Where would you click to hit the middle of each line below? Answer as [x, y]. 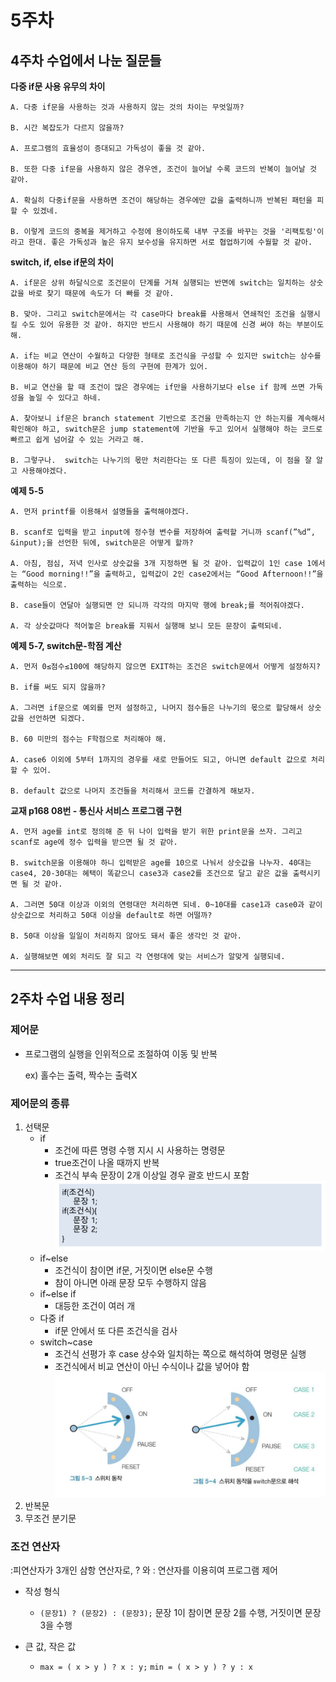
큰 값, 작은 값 [50, 1647]
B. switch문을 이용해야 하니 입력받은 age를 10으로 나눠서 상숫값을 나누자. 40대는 [161, 863]
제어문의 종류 [40, 1103]
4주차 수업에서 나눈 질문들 [86, 60]
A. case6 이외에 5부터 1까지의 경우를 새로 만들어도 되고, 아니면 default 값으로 [158, 760]
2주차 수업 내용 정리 [67, 999]
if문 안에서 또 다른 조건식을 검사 [116, 1330]
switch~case [66, 1342]
